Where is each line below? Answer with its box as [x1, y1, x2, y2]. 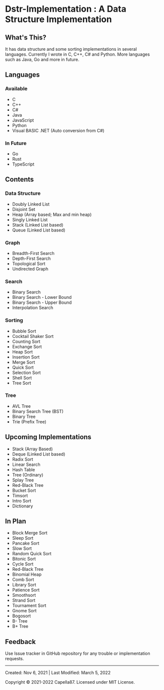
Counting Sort [12, 338, 41, 344]
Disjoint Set [12, 206, 36, 212]
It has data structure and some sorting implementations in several [5, 46, 137, 52]
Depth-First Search [12, 255, 51, 261]
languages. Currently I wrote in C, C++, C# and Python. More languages [5, 51, 150, 57]
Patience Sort [12, 587, 40, 593]
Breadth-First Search [12, 250, 55, 256]
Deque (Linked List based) [12, 451, 65, 457]
